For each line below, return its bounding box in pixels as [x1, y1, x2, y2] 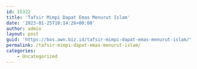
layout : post [6, 31, 39, 37]
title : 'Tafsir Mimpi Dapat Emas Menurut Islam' [6, 14, 130, 20]
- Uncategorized [17, 53, 58, 59]
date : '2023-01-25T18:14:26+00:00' [6, 20, 95, 26]
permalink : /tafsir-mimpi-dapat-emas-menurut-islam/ [6, 43, 141, 49]
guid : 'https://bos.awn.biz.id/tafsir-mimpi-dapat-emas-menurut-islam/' [6, 37, 192, 43]
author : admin [6, 25, 42, 32]
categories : [6, 48, 36, 54]
